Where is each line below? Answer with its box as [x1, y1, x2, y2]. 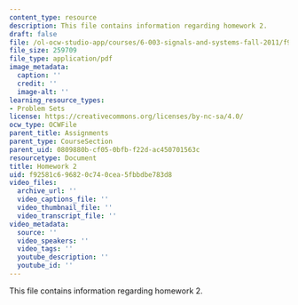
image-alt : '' [17, 87, 69, 96]
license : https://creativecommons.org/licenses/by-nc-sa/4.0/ [9, 112, 244, 121]
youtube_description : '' [17, 253, 109, 262]
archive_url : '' [17, 187, 77, 196]
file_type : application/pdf [9, 54, 114, 63]
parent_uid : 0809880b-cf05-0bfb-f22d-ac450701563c [9, 145, 200, 154]
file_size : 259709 [9, 46, 77, 55]
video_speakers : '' [17, 237, 90, 245]
